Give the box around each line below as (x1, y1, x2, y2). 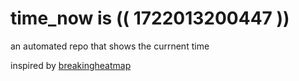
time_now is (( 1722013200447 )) (10, 7, 290, 30)
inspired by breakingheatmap (10, 59, 132, 71)
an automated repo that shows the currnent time (10, 40, 210, 52)
